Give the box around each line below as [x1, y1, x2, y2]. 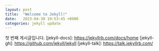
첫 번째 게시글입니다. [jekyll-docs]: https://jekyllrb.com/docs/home [5, 35, 139, 41]
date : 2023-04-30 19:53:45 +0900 [5, 16, 79, 21]
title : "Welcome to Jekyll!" [5, 12, 68, 17]
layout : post [5, 7, 32, 12]
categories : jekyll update [5, 21, 61, 26]
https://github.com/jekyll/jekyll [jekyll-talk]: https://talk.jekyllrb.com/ [14, 40, 154, 47]
